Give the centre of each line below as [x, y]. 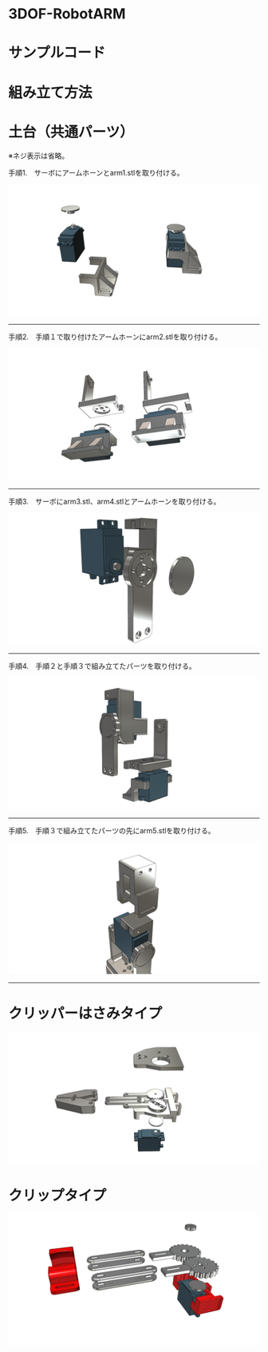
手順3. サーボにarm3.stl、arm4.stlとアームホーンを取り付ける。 [114, 502]
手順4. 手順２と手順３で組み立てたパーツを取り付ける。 [102, 666]
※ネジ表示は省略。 [39, 156]
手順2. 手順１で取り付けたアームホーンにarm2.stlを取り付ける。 [115, 337]
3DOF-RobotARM [67, 14]
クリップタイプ [57, 1195]
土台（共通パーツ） [71, 132]
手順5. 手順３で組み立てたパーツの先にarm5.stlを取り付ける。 [112, 830]
